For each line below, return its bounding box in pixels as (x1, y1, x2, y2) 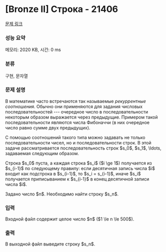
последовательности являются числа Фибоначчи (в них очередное (5, 119, 150, 125)
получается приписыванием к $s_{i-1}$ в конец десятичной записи (5, 176, 149, 182)
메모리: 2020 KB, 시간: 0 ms (5, 46, 61, 53)
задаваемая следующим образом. (5, 150, 79, 156)
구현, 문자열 (5, 72, 28, 78)
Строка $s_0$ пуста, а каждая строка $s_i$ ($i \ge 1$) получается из (5, 160, 152, 166)
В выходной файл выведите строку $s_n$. (5, 241, 95, 247)
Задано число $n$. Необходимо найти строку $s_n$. (5, 191, 119, 197)
